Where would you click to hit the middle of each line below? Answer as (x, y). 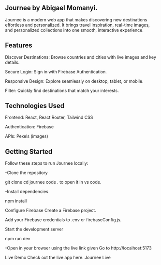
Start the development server (34, 229)
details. (12, 62)
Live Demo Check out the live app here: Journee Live (58, 258)
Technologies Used (35, 106)
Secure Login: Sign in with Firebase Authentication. (56, 71)
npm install (16, 201)
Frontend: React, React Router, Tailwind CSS (49, 117)
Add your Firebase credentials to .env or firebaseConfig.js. (63, 220)
